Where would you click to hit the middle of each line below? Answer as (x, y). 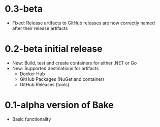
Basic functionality (31, 119)
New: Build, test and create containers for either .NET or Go (74, 63)
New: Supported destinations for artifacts (55, 68)
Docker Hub (32, 74)
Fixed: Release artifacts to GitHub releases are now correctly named (84, 23)
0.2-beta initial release (54, 49)
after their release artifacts (40, 28)
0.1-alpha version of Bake (59, 105)
